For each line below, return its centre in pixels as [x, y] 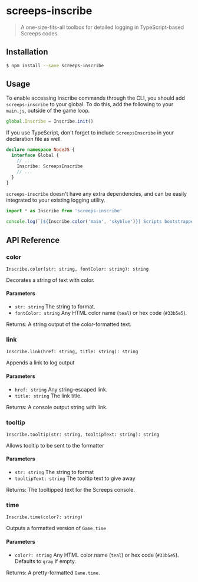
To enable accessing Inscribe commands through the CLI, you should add [96, 98]
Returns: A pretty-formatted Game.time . [53, 573]
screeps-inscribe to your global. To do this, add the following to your [90, 104]
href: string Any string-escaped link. [61, 389]
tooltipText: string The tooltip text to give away [75, 478]
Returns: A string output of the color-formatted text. [69, 324]
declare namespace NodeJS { [41, 150]
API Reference [33, 240]
